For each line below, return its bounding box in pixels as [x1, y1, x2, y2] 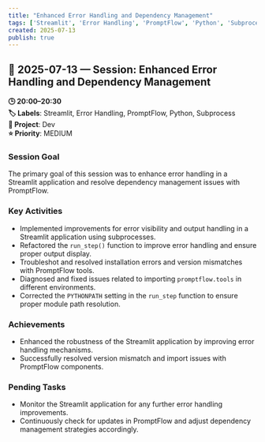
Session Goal [8, 151, 60, 162]
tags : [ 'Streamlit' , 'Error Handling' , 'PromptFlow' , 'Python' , [8, 19, 224, 27]
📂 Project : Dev [8, 120, 55, 129]
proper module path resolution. [19, 299, 121, 309]
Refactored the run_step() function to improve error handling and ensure [19, 240, 257, 249]
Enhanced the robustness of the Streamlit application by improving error [19, 336, 255, 346]
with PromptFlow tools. [19, 265, 95, 275]
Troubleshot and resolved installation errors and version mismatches [19, 257, 243, 267]
